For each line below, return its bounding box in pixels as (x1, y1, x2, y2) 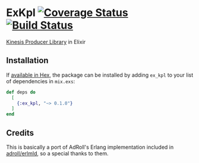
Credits (6, 128, 34, 138)
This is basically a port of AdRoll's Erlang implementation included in (6, 143, 174, 151)
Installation (6, 55, 49, 65)
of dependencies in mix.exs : (6, 77, 75, 84)
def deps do (6, 89, 36, 95)
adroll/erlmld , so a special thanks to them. (6, 149, 109, 157)
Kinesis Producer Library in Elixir (6, 38, 86, 45)
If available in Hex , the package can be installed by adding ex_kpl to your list (6, 71, 194, 79)
